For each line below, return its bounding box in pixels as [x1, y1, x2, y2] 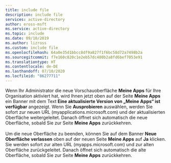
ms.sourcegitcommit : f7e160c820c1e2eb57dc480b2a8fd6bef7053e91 [5, 54, 143, 60]
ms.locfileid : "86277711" [5, 74, 60, 79]
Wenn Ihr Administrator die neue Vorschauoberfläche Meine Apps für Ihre [5, 87, 161, 93]
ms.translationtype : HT [5, 59, 56, 64]
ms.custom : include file [5, 45, 58, 50]
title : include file [5, 7, 50, 13]
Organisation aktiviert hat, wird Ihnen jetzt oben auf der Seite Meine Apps [5, 92, 161, 99]
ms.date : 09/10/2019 [5, 36, 50, 41]
